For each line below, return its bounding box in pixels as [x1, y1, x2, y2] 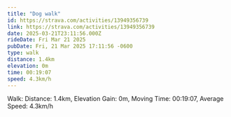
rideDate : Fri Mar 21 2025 [7, 36, 86, 43]
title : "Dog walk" [7, 10, 61, 18]
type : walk [7, 50, 39, 57]
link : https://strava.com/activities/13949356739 [7, 23, 155, 30]
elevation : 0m [7, 62, 49, 69]
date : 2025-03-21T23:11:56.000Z [7, 29, 101, 37]
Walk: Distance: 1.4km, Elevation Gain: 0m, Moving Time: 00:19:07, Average [7, 95, 224, 103]
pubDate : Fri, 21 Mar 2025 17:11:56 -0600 [7, 43, 133, 50]
